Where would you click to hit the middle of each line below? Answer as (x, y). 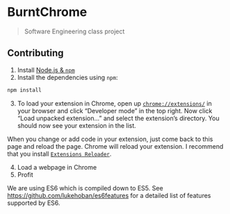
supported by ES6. (34, 203)
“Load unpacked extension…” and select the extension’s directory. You (118, 118)
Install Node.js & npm (46, 69)
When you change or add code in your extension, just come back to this (110, 139)
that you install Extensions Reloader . (59, 154)
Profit (25, 174)
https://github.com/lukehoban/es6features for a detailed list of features (109, 195)
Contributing (35, 53)
